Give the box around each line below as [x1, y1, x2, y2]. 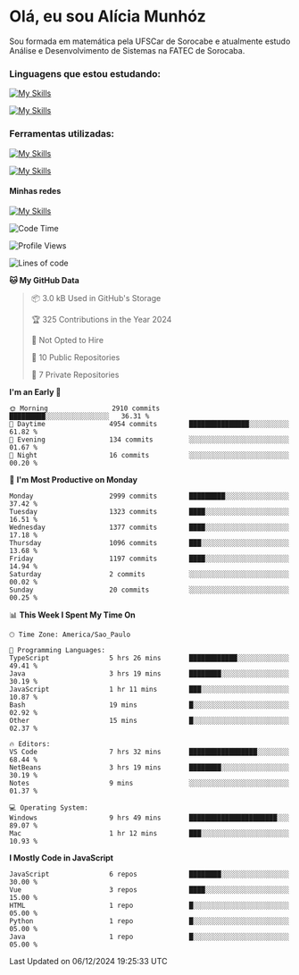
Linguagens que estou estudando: [9, 67, 162, 80]
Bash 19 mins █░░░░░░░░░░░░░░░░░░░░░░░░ [9, 700, 290, 710]
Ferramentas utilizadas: [9, 128, 114, 140]
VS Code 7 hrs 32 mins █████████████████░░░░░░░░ [9, 747, 290, 756]
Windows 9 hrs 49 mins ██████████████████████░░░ [9, 813, 290, 822]
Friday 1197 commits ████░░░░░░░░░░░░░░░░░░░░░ [9, 554, 290, 563]
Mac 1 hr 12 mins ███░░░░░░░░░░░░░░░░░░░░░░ [9, 828, 290, 837]
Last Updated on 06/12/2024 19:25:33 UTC [9, 955, 168, 966]
